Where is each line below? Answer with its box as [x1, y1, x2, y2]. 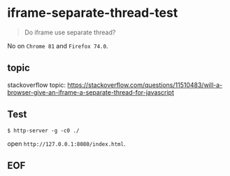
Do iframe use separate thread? [24, 28, 116, 36]
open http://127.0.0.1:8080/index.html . [7, 139, 126, 148]
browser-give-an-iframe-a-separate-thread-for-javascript [7, 88, 175, 96]
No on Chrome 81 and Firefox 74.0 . [7, 41, 108, 50]
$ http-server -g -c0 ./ [7, 127, 80, 134]
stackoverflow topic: [7, 81, 66, 89]
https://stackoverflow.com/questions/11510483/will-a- [67, 81, 223, 89]
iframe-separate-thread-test [7, 5, 178, 21]
